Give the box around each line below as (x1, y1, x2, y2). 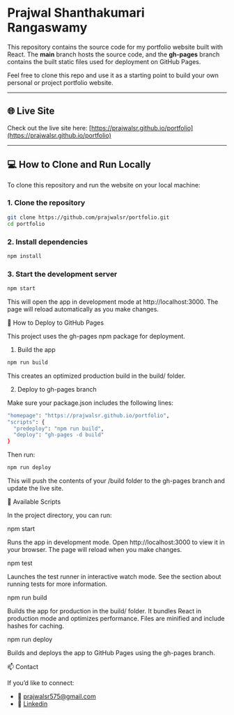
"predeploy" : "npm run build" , (13, 425, 104, 432)
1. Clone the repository (7, 198, 86, 208)
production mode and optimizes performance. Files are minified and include (7, 615, 225, 623)
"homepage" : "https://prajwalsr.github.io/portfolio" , (7, 412, 170, 419)
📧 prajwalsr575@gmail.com (17, 692, 96, 701)
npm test (7, 559, 33, 567)
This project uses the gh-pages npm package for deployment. (7, 332, 186, 340)
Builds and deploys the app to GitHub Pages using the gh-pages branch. (7, 649, 215, 657)
